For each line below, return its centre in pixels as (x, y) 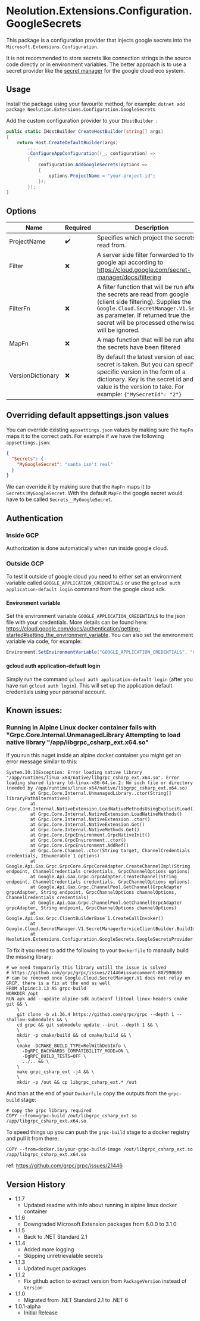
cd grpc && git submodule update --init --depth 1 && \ (88, 1025)
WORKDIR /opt (22, 994)
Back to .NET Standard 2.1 (55, 1237)
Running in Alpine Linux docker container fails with (81, 727)
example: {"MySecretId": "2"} (139, 394)
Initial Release (41, 1313)
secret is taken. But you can (135, 365)
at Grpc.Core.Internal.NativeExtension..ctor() (90, 820)
